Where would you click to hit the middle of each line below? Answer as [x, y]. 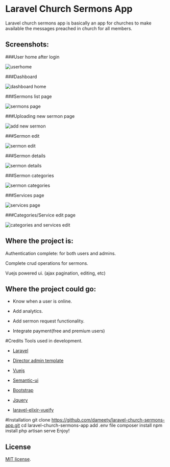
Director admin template [38, 361]
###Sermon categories [30, 175]
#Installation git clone [28, 420]
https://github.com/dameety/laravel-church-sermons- [108, 420]
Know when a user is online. [42, 301]
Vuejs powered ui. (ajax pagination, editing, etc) [55, 273]
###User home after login [32, 57]
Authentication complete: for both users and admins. [61, 253]
